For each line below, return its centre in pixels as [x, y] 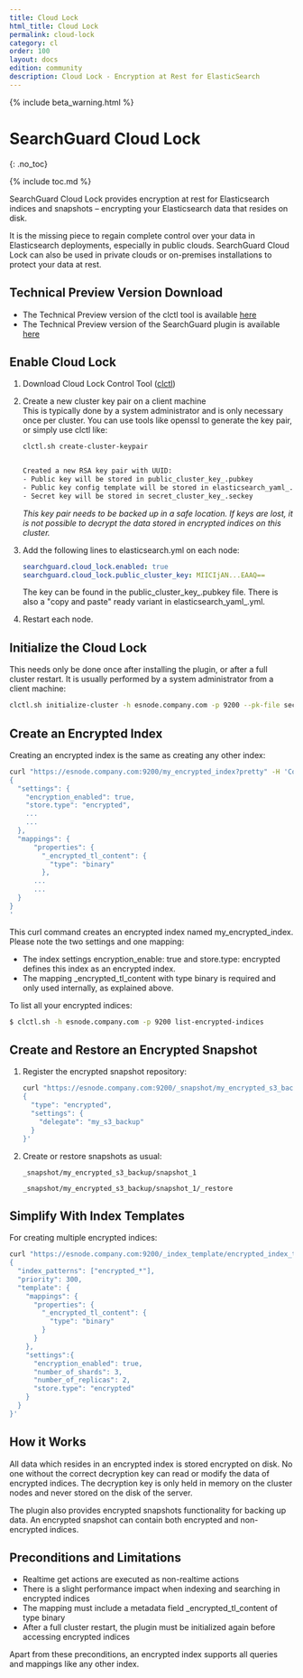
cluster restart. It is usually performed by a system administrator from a [142, 680]
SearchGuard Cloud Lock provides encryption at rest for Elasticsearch [140, 199]
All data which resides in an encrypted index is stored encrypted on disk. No [151, 1464]
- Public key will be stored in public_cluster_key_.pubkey [138, 480]
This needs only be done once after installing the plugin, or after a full [138, 670]
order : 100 [30, 52]
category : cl [34, 43]
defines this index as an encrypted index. [99, 969]
